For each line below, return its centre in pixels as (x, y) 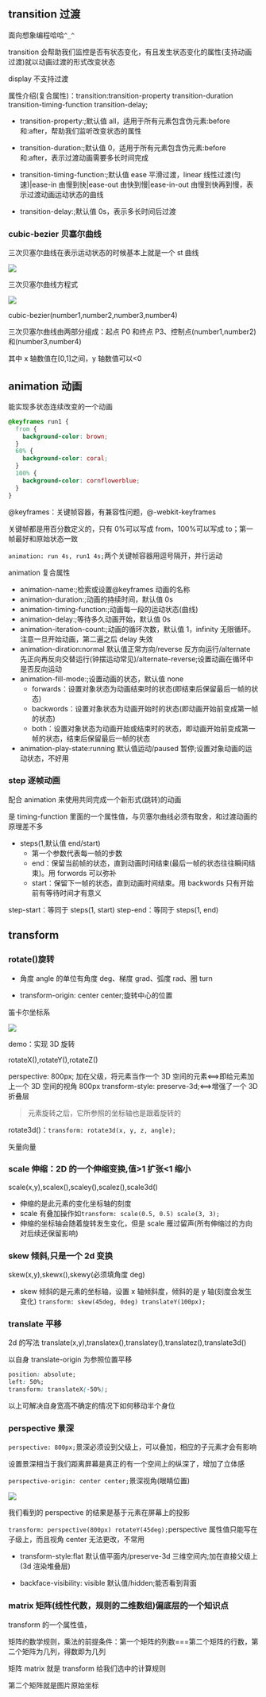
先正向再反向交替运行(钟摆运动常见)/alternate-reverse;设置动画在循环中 (137, 659)
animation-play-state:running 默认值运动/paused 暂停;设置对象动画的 (132, 748)
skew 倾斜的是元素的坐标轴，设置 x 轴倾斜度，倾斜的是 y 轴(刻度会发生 (136, 1292)
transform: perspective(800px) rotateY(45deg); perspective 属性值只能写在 (133, 1529)
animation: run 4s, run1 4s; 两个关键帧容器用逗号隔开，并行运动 (116, 556)
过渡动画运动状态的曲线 (65, 194)
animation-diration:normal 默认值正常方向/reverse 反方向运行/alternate (135, 649)
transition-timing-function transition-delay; (78, 104)
